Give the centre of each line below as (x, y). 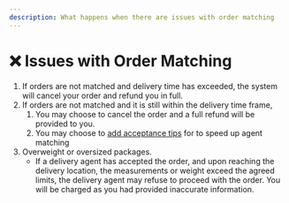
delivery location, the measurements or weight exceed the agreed (155, 170)
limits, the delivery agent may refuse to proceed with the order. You (158, 180)
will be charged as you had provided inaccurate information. (144, 189)
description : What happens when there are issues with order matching (142, 17)
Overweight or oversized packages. (87, 152)
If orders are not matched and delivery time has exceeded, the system (150, 86)
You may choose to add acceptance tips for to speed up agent (149, 132)
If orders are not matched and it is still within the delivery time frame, (147, 105)
